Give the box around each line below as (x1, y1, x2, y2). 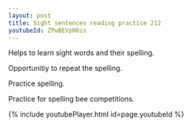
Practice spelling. (8, 79, 65, 88)
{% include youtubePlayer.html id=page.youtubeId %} (8, 110, 185, 119)
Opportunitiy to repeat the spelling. (8, 63, 123, 73)
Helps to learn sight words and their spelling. (8, 48, 155, 58)
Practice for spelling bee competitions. (8, 94, 135, 104)
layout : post (8, 11, 52, 20)
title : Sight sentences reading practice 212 (8, 19, 161, 27)
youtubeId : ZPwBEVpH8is (8, 26, 87, 34)
